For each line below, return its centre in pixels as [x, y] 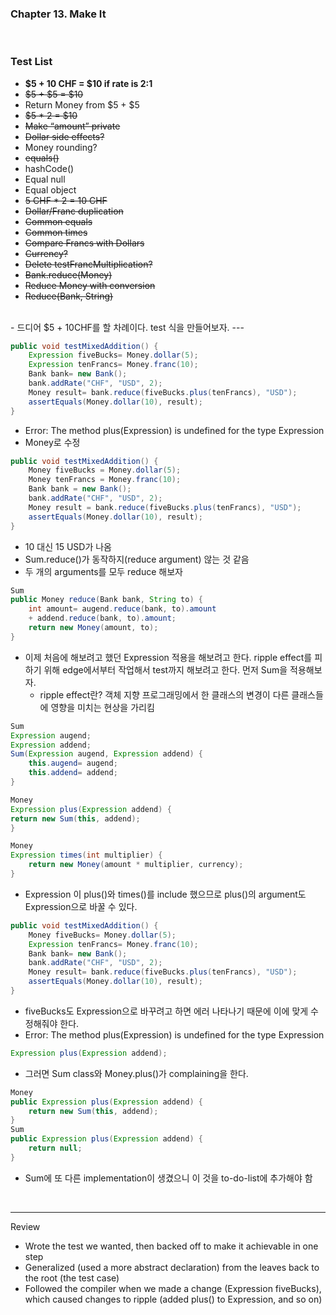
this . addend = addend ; [73, 773]
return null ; [55, 1148]
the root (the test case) [72, 1278]
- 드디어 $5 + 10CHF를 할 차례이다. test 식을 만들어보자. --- [127, 327]
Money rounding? [61, 147]
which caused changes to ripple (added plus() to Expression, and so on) [173, 1299]
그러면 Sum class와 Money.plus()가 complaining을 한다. [136, 1073]
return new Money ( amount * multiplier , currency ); [136, 865]
